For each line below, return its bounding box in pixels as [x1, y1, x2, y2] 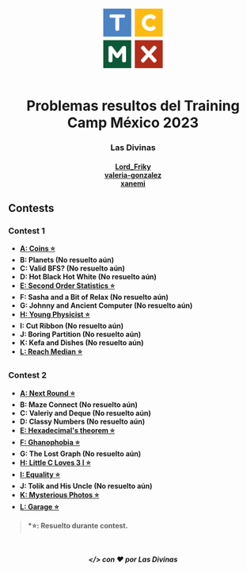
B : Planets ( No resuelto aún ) [19, 255, 115, 265]
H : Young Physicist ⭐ [19, 309, 90, 320]
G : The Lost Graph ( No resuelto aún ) [19, 448, 141, 459]
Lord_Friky [114, 162, 152, 171]
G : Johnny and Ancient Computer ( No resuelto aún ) [19, 301, 193, 310]
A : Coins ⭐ [19, 244, 55, 253]
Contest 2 [8, 370, 47, 381]
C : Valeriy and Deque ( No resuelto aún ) [19, 408, 152, 417]
